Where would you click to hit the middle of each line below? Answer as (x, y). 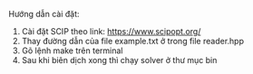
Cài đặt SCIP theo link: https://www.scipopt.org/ (111, 31)
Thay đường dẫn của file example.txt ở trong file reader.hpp (133, 41)
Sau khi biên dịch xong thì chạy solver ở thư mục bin (119, 60)
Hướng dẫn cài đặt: (44, 14)
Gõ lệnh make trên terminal (72, 51)
